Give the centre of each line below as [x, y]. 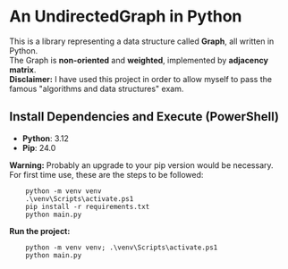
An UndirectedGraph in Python [126, 17]
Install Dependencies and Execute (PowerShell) [144, 117]
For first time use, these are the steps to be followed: [106, 174]
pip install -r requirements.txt [88, 206]
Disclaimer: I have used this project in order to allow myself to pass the [141, 79]
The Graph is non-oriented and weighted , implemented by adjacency [139, 60]
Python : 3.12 [46, 138]
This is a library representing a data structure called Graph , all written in [142, 41]
